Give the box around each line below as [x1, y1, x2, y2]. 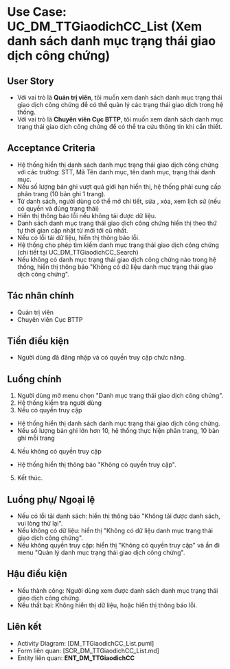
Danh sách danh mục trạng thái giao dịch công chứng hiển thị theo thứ [16, 219, 218, 227]
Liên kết [7, 621, 43, 633]
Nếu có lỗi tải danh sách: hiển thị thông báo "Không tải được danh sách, [16, 512, 221, 520]
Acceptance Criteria [7, 142, 95, 154]
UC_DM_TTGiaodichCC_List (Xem [7, 19, 203, 34]
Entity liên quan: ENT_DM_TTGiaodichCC [16, 653, 135, 662]
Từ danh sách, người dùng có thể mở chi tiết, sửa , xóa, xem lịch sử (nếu [16, 197, 221, 205]
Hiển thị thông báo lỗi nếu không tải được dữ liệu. [16, 211, 157, 220]
